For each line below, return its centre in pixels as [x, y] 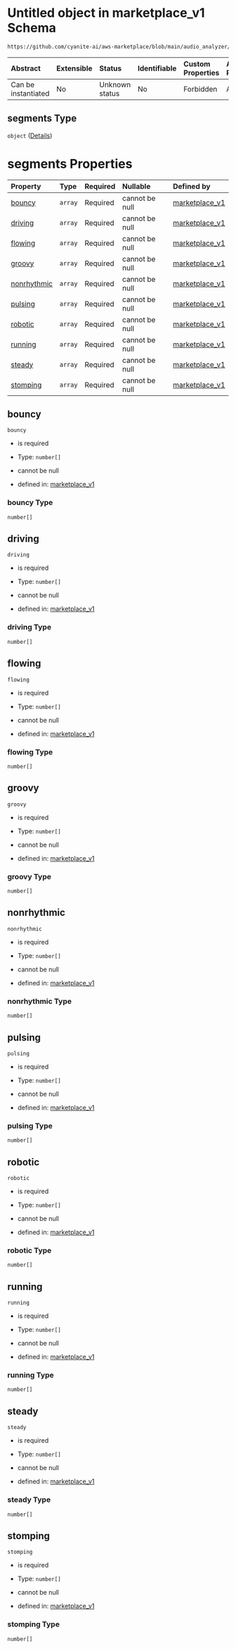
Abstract [26, 68]
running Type [31, 1375]
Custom [197, 63]
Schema [32, 28]
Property [26, 186]
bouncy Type [30, 503]
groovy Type [29, 876]
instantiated [30, 93]
